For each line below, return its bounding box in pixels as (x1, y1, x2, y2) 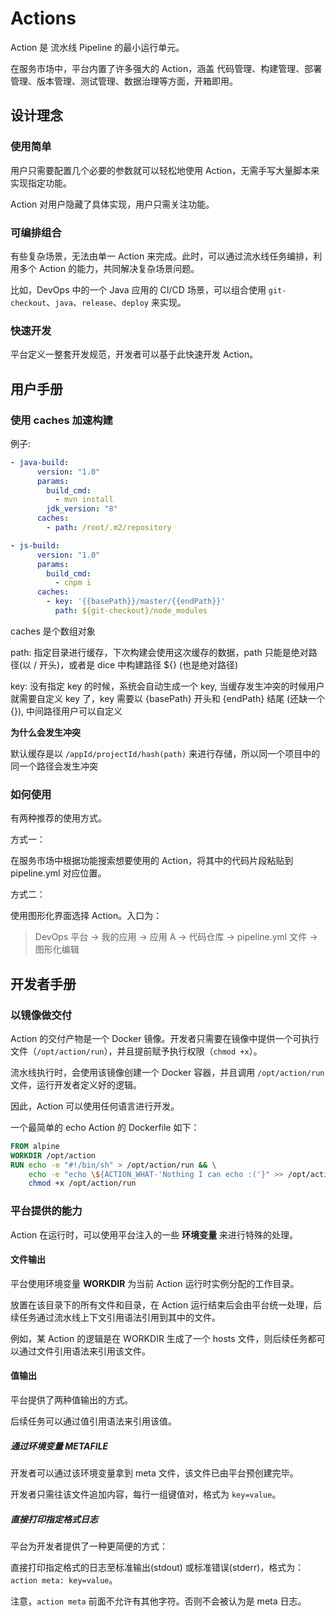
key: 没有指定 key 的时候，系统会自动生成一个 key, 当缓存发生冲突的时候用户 (10, 680, 325, 692)
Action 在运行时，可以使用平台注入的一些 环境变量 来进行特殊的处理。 (10, 1228, 299, 1241)
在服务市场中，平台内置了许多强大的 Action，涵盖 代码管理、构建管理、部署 (10, 62, 323, 74)
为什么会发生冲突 (10, 726, 81, 738)
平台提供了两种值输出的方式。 (10, 1393, 133, 1406)
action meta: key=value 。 (10, 1573, 118, 1586)
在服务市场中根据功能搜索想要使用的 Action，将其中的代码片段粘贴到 (10, 855, 294, 867)
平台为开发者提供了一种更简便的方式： (10, 1540, 168, 1552)
